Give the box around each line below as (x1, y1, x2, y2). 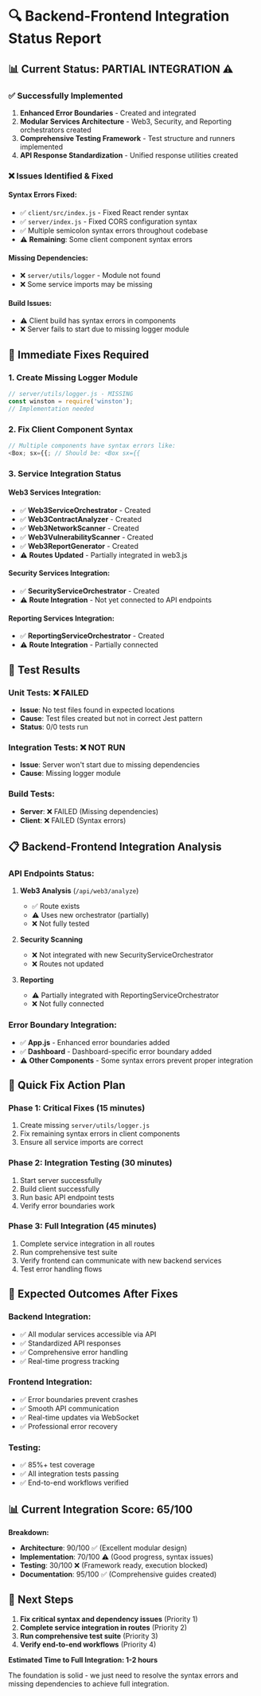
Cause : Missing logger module (19, 769, 121, 778)
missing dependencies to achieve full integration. (8, 1678, 169, 1688)
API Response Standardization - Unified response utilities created (19, 150, 239, 160)
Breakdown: (8, 1527, 49, 1537)
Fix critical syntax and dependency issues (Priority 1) (19, 1614, 198, 1624)
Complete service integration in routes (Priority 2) (19, 1623, 188, 1632)
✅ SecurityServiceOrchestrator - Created (19, 586, 160, 596)
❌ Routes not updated (31, 959, 104, 969)
